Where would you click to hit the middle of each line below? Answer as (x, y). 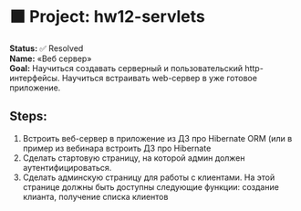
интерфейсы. (35, 78)
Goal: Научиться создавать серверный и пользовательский (126, 68)
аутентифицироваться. (67, 167)
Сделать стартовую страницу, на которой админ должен (134, 158)
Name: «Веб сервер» (51, 58)
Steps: (28, 116)
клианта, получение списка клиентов (95, 196)
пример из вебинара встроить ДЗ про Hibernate (117, 148)
